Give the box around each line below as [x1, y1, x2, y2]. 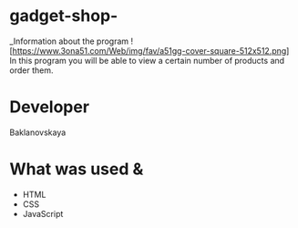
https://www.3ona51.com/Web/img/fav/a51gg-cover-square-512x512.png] [12, 45, 290, 56]
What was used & [9, 159, 144, 180]
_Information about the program [9, 36, 129, 47]
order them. [9, 65, 54, 76]
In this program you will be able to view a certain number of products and [9, 55, 285, 66]
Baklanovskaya [9, 127, 67, 138]
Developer [9, 97, 89, 118]
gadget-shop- [9, 5, 118, 26]
